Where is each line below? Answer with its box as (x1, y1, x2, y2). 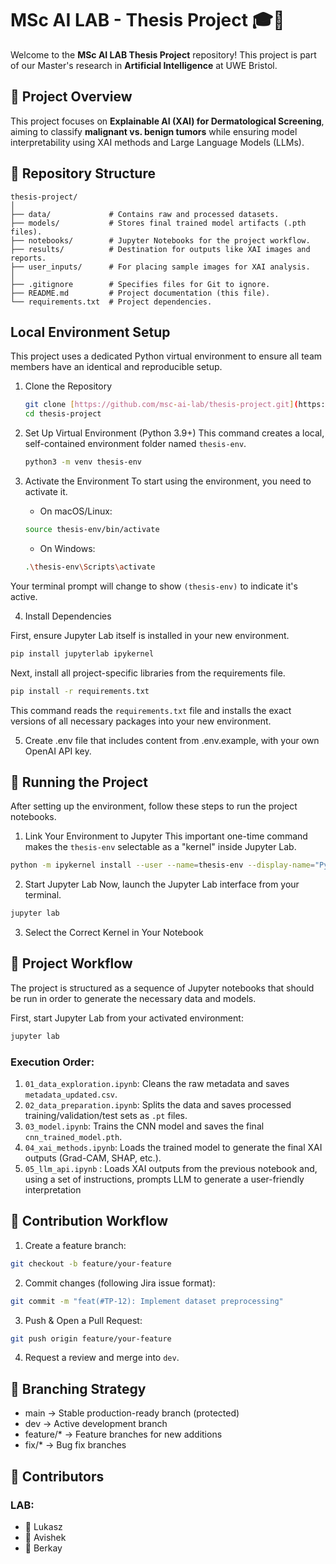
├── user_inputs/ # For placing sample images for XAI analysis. (10, 262, 311, 272)
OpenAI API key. (24, 745, 92, 757)
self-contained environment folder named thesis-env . (24, 438, 247, 450)
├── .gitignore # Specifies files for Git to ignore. (10, 279, 271, 289)
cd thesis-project (24, 409, 102, 419)
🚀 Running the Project (10, 773, 148, 791)
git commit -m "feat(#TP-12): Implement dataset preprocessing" (10, 1296, 284, 1306)
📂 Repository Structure (10, 165, 156, 182)
